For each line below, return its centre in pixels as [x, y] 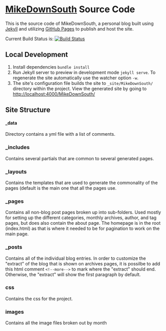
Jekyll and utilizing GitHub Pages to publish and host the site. [70, 28]
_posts [14, 247]
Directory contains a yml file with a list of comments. [60, 134]
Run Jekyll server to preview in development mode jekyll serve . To [84, 72]
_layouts [16, 171]
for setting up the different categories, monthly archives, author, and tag [81, 218]
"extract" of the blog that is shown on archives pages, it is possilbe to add [83, 263]
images [15, 312]
